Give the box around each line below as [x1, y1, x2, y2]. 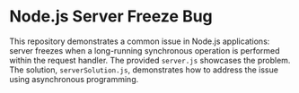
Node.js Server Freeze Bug [9, 6, 213, 27]
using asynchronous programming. [9, 73, 139, 84]
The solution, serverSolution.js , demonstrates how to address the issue [9, 64, 278, 75]
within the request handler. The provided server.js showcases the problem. [9, 55, 291, 65]
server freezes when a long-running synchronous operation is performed [9, 45, 280, 55]
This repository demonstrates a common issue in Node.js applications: [9, 36, 270, 46]
